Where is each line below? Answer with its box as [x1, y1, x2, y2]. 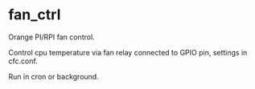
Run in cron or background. [8, 71, 99, 81]
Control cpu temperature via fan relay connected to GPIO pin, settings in [8, 47, 248, 57]
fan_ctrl [8, 6, 61, 24]
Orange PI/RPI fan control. [8, 32, 95, 42]
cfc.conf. [8, 56, 38, 66]
